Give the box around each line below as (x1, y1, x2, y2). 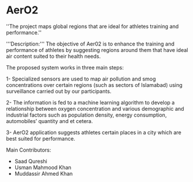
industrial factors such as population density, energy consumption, (6, 111, 167, 118)
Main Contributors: (6, 146, 51, 153)
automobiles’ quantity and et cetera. (6, 117, 93, 124)
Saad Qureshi (14, 157, 48, 164)
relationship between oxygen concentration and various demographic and (6, 105, 184, 112)
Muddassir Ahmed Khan (14, 170, 73, 177)
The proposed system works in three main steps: (6, 64, 124, 71)
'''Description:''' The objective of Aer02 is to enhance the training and (6, 40, 174, 47)
